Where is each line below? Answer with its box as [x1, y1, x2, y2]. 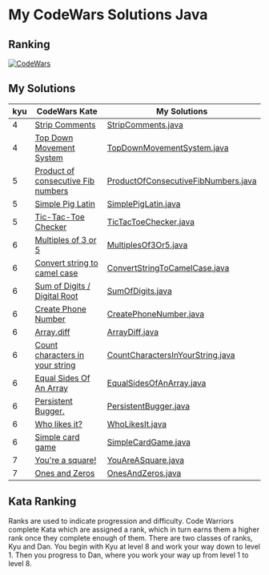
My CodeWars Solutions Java [8, 6, 208, 24]
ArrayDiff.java [106, 326, 159, 337]
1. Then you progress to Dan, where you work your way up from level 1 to [8, 550, 249, 560]
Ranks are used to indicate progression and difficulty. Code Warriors [8, 516, 235, 525]
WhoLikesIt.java [106, 418, 167, 429]
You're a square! [34, 454, 97, 465]
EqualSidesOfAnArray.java [106, 377, 207, 388]
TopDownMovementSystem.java [106, 142, 229, 153]
